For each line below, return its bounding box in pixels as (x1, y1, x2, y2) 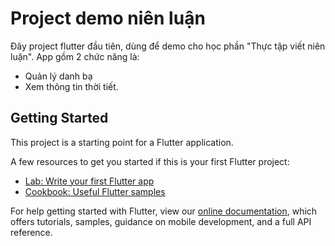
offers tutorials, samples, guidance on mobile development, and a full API (10, 215, 312, 227)
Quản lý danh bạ (24, 70, 93, 82)
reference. (10, 226, 53, 238)
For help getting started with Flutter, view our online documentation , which (10, 205, 318, 217)
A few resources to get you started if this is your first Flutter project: (10, 155, 290, 167)
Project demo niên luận (10, 7, 206, 30)
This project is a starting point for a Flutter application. (10, 136, 234, 148)
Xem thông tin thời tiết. (24, 80, 119, 92)
